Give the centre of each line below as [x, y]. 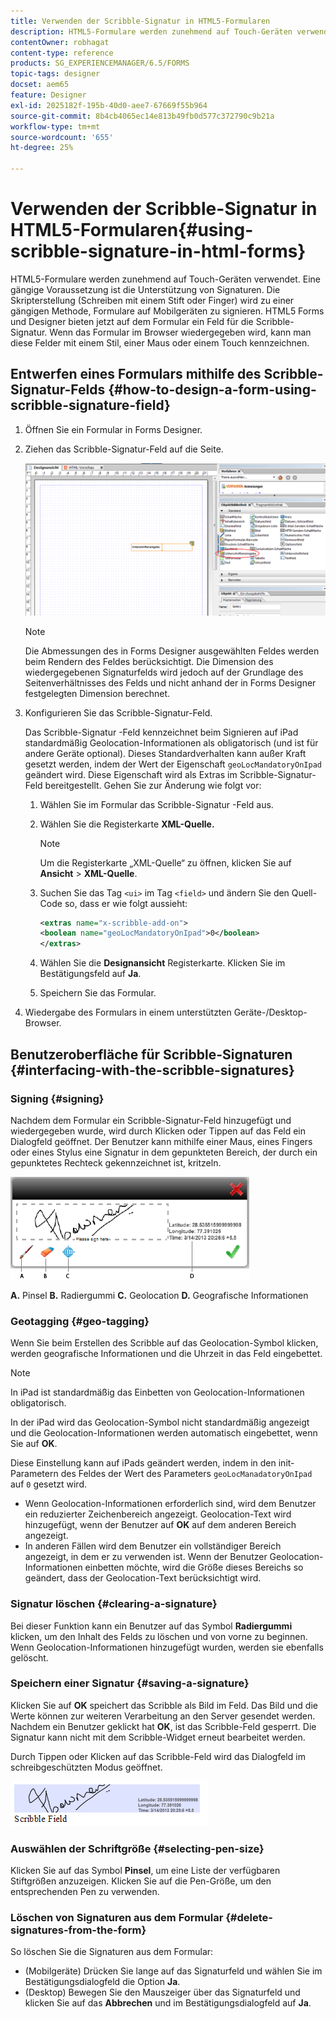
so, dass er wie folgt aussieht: [126, 903]
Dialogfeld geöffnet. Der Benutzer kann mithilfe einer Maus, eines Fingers [161, 1141]
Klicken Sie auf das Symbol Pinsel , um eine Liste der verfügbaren [145, 1871]
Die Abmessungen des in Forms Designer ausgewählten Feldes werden [172, 651]
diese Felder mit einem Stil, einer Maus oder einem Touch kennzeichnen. [160, 342]
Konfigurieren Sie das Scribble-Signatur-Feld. [118, 712]
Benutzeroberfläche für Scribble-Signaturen [151, 1054]
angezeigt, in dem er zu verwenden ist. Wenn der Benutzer [146, 1557]
